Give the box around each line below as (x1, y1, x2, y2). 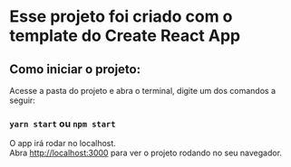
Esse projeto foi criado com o (9, 6, 233, 27)
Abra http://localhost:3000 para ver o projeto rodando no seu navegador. (9, 147, 283, 159)
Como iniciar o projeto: (9, 61, 141, 77)
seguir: (9, 95, 36, 106)
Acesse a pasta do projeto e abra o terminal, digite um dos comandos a (9, 86, 276, 96)
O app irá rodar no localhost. (9, 138, 116, 149)
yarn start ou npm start (9, 117, 116, 130)
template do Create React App (9, 25, 241, 46)
